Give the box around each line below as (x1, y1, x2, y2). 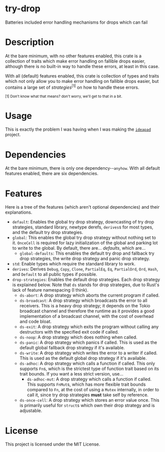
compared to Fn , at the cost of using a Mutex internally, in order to (27, 387, 159, 393)
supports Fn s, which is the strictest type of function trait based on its (19, 366, 159, 372)
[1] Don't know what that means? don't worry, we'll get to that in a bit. (5, 94, 123, 99)
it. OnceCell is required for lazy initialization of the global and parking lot (12, 240, 158, 246)
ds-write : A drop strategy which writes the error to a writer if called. (19, 350, 158, 356)
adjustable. (19, 408, 42, 414)
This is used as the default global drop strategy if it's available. (19, 355, 147, 361)
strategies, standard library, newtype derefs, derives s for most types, (12, 224, 154, 230)
